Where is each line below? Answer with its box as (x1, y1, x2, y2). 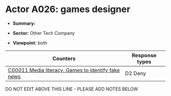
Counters (52, 55, 76, 62)
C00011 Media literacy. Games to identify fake (8, 67, 120, 74)
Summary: (12, 20, 36, 26)
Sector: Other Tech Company (12, 30, 75, 36)
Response (131, 52, 157, 59)
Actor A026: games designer (5, 4, 131, 15)
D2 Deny (125, 70, 146, 77)
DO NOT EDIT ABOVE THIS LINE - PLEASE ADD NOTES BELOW (5, 86, 138, 92)
